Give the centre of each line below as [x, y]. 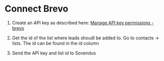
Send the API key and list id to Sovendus [54, 53]
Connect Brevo [36, 9]
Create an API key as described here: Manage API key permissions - [83, 23]
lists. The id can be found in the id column [55, 43]
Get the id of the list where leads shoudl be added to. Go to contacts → [86, 38]
